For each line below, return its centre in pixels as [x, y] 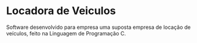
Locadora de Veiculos [61, 11]
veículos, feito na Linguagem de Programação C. [66, 33]
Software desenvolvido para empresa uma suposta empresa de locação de [98, 27]
